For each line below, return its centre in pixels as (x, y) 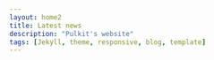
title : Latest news (46, 26)
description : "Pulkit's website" (72, 34)
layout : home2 (36, 17)
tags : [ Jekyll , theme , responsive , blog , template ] (107, 42)
